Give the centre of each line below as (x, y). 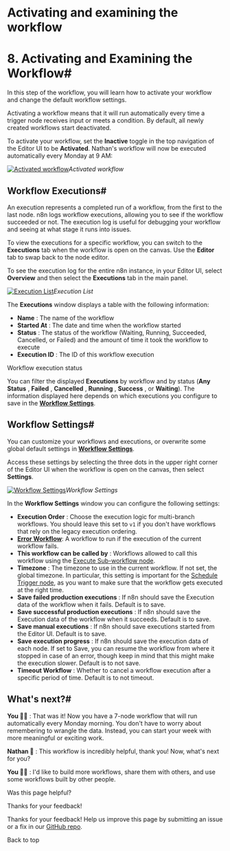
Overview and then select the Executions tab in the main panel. (98, 277)
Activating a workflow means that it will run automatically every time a (106, 113)
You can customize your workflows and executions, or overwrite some (106, 441)
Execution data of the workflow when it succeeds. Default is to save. (114, 619)
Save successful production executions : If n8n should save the (109, 611)
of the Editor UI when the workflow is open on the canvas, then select (106, 469)
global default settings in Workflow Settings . (71, 448)
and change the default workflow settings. (67, 100)
